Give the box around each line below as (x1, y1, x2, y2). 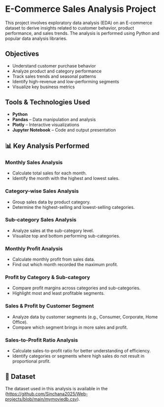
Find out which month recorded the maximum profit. (12, 262, 118, 268)
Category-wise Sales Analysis (5, 188, 79, 195)
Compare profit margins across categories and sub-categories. (12, 285, 141, 291)
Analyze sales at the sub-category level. (12, 228, 95, 234)
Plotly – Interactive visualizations (12, 122, 80, 128)
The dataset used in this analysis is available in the (5, 385, 108, 391)
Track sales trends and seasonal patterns (12, 73, 97, 79)
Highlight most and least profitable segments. (12, 290, 105, 296)
